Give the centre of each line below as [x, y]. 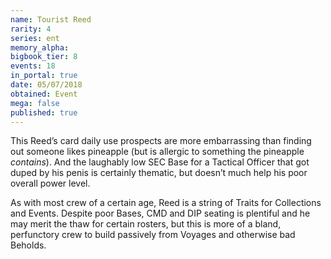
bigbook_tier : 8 [44, 57]
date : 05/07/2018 [46, 85]
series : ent [35, 38]
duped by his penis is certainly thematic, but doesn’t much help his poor [159, 173]
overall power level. [50, 183]
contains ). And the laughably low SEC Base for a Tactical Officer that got [160, 162]
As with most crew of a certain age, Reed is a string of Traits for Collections [166, 203]
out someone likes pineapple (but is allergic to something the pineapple [157, 152]
